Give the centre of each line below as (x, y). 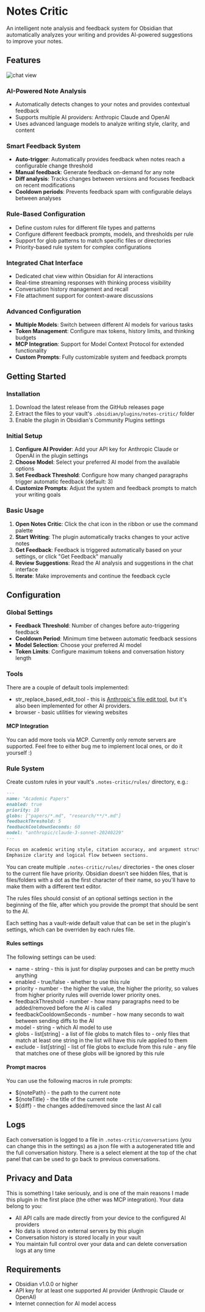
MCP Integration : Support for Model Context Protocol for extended (99, 344)
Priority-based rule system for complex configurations (83, 247)
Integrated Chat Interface (45, 263)
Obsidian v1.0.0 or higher (46, 1284)
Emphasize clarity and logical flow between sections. (77, 855)
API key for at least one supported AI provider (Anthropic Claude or (99, 1291)
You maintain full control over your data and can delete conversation (101, 1244)
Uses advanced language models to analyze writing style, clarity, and (103, 124)
